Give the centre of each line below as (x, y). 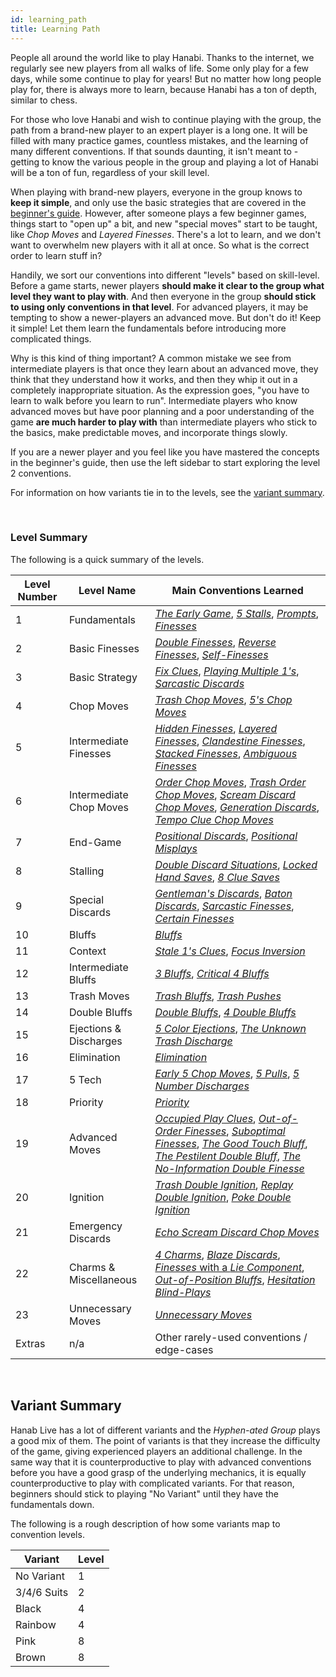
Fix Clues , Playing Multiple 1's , (227, 671)
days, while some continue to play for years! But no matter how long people (166, 78)
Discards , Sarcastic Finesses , (224, 906)
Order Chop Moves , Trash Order (230, 782)
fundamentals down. (52, 1504)
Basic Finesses (104, 648)
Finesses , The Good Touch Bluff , (231, 1143)
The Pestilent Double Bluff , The (228, 1156)
